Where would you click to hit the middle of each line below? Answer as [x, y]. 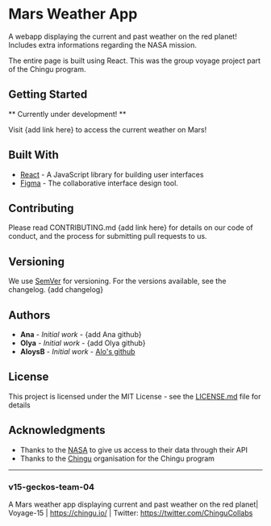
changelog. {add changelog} [56, 290]
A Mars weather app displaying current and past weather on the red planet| [133, 504]
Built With [33, 155]
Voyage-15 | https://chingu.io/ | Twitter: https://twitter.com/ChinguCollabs [131, 512]
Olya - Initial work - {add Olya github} [83, 343]
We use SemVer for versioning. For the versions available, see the [117, 281]
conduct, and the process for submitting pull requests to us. [108, 236]
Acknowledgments [57, 430]
